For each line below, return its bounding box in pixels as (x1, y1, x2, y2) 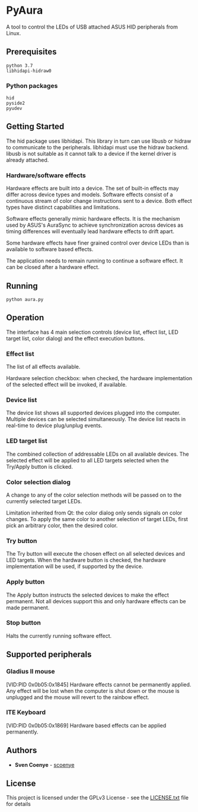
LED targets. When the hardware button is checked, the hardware (6, 557, 167, 564)
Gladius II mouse (6, 667, 55, 676)
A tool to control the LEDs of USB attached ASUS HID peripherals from (6, 23, 178, 30)
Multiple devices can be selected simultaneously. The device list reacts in (6, 416, 186, 423)
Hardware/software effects (6, 171, 86, 179)
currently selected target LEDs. (6, 497, 82, 504)
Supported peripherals (6, 650, 92, 660)
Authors (6, 745, 37, 755)
